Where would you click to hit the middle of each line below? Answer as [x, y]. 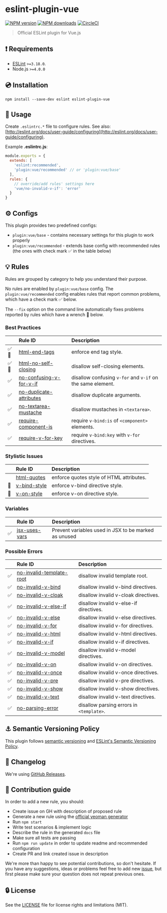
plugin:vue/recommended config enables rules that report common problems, [83, 294]
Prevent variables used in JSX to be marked [103, 530]
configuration [26, 849]
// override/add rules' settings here [54, 184]
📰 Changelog [26, 762]
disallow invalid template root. [113, 575]
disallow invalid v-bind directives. [118, 587]
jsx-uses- [29, 530]
